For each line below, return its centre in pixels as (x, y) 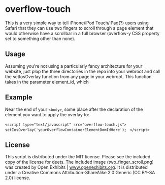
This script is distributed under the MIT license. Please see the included (78, 157)
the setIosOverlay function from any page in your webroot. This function (78, 76)
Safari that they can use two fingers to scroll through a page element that (79, 28)
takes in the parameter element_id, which (47, 82)
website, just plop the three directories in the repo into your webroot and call (83, 71)
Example (19, 97)
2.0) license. (18, 178)
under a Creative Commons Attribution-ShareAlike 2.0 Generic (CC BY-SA (80, 173)
